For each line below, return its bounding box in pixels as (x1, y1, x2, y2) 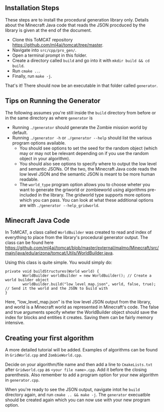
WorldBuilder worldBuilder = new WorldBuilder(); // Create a (22, 273, 152, 278)
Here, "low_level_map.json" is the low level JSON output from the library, (5, 299, 151, 305)
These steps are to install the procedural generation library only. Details (5, 17, 149, 22)
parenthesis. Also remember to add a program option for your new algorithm (5, 372, 159, 378)
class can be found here (5, 239, 54, 246)
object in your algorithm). (19, 155, 70, 161)
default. (12, 130, 28, 135)
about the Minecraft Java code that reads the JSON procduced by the (5, 22, 145, 28)
